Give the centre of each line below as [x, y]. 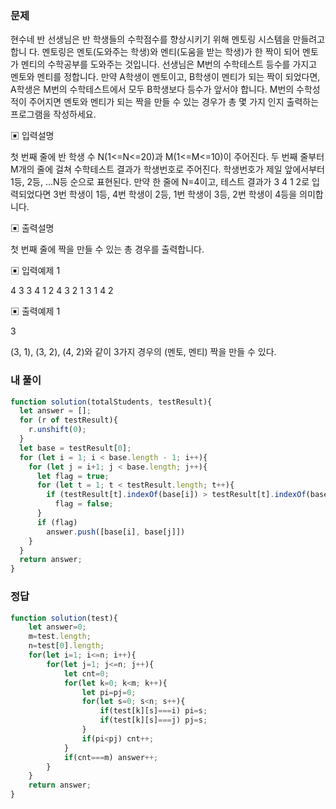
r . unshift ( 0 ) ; [57, 430]
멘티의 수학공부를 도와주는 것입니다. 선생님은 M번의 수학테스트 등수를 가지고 [169, 64]
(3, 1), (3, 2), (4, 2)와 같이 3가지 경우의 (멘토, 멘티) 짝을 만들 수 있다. [143, 352]
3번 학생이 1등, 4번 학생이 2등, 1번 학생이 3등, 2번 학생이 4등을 [175, 194]
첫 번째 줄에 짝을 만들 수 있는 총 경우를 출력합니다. [107, 249]
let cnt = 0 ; [86, 673]
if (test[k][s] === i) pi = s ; [153, 711]
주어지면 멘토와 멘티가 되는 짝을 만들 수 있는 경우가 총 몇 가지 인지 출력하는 [174, 102]
